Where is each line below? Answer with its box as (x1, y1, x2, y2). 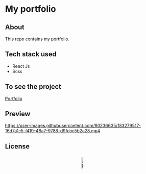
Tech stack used (5, 50, 57, 58)
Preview (5, 110, 31, 118)
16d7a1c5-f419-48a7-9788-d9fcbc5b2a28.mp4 (5, 128, 100, 134)
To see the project (5, 82, 61, 91)
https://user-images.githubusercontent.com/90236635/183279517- (5, 123, 141, 128)
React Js (12, 63, 30, 69)
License (5, 142, 30, 150)
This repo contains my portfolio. (5, 36, 70, 42)
